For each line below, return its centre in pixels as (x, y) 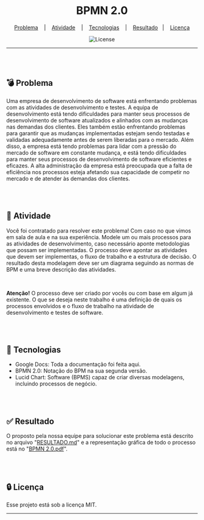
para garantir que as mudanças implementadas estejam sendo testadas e (98, 133)
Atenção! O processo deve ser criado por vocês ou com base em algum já (100, 293)
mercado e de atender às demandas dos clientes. (68, 178)
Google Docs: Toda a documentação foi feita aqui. (78, 364)
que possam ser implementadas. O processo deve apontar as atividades (97, 250)
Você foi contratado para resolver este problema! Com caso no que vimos (99, 230)
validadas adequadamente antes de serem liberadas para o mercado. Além (100, 139)
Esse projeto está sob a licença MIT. (52, 505)
